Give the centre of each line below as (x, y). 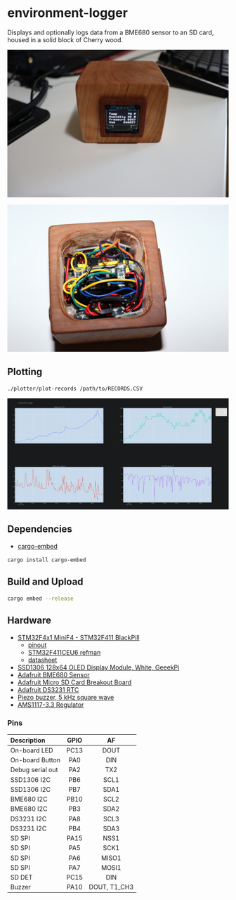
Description (28, 740)
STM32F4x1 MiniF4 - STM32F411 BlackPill (78, 637)
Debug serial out (34, 770)
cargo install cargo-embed (47, 560)
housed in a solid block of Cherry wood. (65, 39)
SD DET (21, 878)
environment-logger (68, 13)
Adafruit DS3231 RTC (48, 689)
